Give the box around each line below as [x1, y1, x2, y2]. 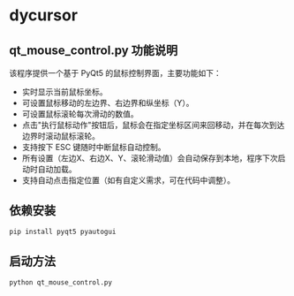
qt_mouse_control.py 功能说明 [9, 42, 178, 57]
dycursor [9, 5, 78, 26]
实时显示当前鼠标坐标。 [21, 87, 108, 97]
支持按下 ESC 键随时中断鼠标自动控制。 [21, 142, 166, 152]
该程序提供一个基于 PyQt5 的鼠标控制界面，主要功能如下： [9, 68, 222, 78]
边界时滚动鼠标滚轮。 [21, 131, 100, 141]
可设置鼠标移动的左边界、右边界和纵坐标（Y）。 [21, 98, 194, 108]
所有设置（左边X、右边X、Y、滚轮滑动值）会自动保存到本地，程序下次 [21, 153, 278, 163]
